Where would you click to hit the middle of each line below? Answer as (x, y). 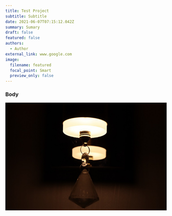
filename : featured (31, 65)
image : (12, 60)
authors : (15, 44)
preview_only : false (32, 76)
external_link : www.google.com (39, 54)
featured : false (23, 38)
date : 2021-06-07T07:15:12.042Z (40, 22)
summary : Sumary (23, 27)
